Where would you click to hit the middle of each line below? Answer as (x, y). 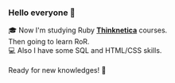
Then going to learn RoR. (49, 42)
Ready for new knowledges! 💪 (57, 70)
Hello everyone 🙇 (42, 13)
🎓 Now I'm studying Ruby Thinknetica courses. (88, 30)
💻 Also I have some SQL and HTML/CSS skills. (85, 51)
